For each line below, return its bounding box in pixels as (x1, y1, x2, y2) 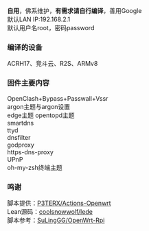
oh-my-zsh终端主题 (7, 163, 63, 171)
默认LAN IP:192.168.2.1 (7, 15, 71, 23)
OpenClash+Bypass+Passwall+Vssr (7, 94, 108, 102)
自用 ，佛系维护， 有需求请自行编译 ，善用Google (7, 7, 142, 14)
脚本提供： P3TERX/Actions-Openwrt (7, 199, 111, 207)
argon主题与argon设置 (7, 102, 71, 110)
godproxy (7, 141, 34, 149)
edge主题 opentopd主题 (7, 111, 75, 119)
